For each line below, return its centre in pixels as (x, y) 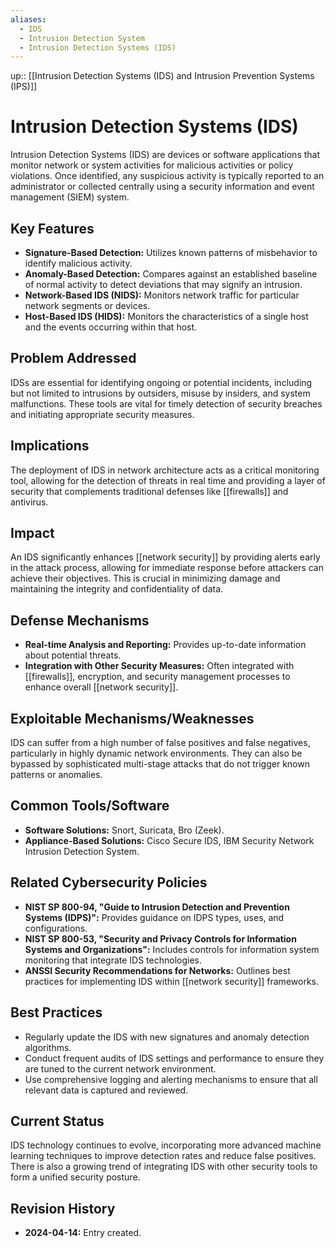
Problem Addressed (73, 358)
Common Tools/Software (90, 806)
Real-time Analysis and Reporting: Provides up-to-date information (165, 645)
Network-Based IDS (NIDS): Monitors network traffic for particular (162, 295)
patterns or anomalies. (56, 775)
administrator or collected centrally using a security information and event (162, 187)
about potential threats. (73, 655)
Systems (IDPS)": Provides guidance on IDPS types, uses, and (154, 917)
